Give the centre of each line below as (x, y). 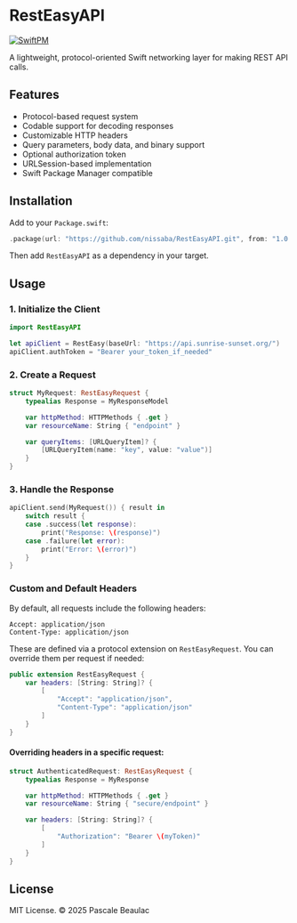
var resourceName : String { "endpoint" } (103, 425)
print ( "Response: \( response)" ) (101, 532)
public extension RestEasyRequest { (77, 674)
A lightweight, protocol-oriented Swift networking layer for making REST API (149, 57)
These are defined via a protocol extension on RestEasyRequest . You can (141, 648)
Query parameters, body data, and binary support (113, 144)
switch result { (56, 516)
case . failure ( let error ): (75, 541)
